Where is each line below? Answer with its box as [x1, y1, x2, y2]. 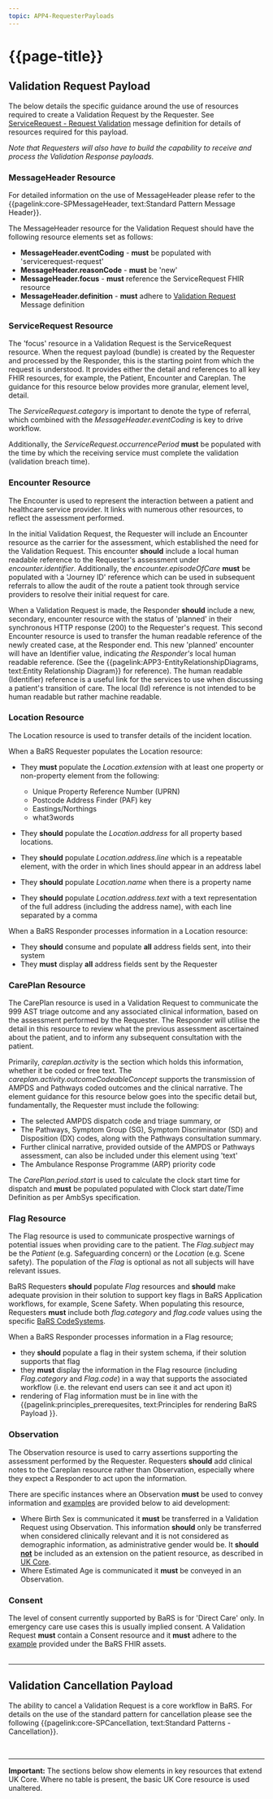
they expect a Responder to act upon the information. [8, 1473, 188, 1483]
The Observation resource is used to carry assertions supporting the [8, 1447, 238, 1457]
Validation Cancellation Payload [8, 1679, 173, 1693]
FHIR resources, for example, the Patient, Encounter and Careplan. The [8, 373, 246, 383]
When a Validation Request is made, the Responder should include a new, [8, 605, 256, 615]
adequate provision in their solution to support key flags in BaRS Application [8, 1291, 262, 1300]
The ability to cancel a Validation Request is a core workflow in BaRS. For [8, 1700, 253, 1710]
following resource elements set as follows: [8, 231, 154, 241]
